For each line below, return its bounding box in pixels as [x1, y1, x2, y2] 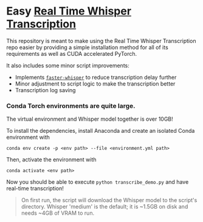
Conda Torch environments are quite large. [6, 101, 136, 110]
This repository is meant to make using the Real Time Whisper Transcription [6, 37, 196, 44]
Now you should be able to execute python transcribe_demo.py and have [6, 178, 189, 186]
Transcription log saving [15, 86, 76, 93]
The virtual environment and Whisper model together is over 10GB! [6, 115, 173, 123]
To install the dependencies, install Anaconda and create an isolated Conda [6, 127, 195, 135]
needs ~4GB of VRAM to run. [21, 209, 95, 217]
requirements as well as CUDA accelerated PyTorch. [6, 50, 137, 57]
